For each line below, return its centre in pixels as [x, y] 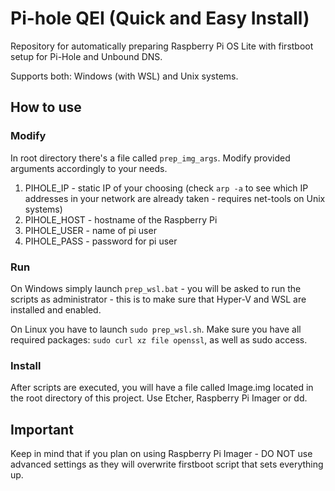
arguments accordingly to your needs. [89, 168]
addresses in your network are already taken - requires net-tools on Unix [175, 198]
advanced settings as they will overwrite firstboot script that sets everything [167, 464]
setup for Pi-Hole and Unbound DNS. [86, 56]
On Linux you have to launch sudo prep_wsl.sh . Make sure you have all [156, 329]
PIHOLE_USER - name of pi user [90, 230]
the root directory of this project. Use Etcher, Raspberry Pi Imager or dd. [159, 398]
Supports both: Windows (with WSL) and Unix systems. [124, 76]
